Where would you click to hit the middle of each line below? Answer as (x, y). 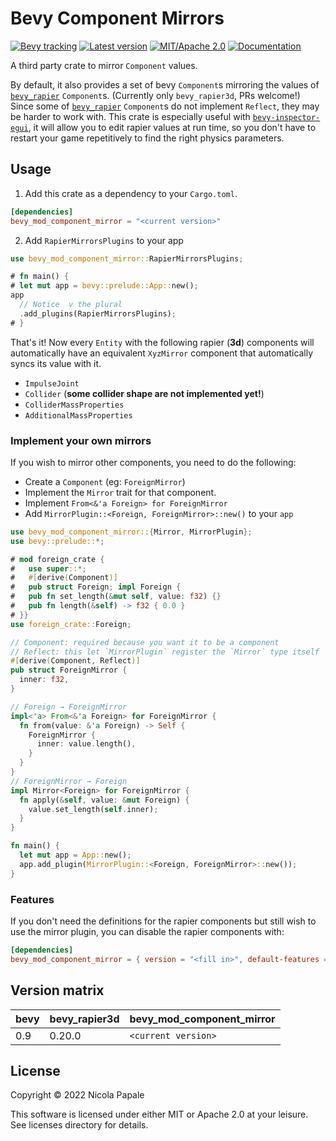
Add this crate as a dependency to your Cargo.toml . (131, 193)
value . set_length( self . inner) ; (93, 809)
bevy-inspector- (286, 117)
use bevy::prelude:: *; (57, 541)
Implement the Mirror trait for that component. (120, 492)
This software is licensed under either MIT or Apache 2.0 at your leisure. (159, 1114)
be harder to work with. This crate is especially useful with (130, 116)
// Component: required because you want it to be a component (145, 642)
